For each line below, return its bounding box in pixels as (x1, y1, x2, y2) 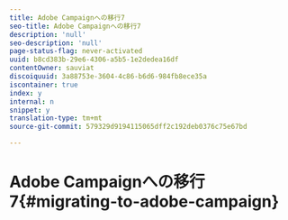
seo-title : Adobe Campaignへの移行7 (9, 22, 141, 31)
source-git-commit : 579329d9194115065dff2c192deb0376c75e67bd (9, 123, 247, 132)
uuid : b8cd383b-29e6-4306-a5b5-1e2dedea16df (9, 55, 179, 64)
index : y (9, 88, 42, 97)
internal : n (9, 96, 54, 106)
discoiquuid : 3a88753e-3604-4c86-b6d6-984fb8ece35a (9, 72, 207, 81)
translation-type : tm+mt (9, 114, 103, 123)
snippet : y (9, 105, 50, 115)
